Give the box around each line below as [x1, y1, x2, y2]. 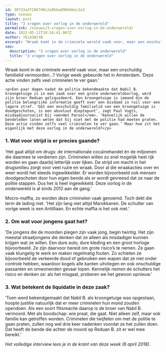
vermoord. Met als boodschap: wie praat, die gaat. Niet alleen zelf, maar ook [5, 310, 161, 317]
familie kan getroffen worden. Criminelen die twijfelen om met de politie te [5, 316, 156, 322]
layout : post [5, 16, 32, 21]
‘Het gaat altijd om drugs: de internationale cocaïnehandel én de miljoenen [5, 149, 157, 154]
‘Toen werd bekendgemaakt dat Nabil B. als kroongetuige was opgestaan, [5, 295, 156, 301]
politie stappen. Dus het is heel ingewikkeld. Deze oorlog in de [5, 180, 132, 186]
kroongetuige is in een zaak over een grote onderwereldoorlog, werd [5, 91, 152, 97]
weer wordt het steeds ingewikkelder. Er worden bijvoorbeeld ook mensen [5, 169, 157, 176]
